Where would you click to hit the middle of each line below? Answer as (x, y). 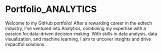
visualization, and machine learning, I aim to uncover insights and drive (78, 39)
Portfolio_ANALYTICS (51, 9)
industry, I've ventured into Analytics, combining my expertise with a (76, 28)
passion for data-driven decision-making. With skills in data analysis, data (81, 33)
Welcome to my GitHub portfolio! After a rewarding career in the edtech (79, 23)
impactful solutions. (25, 44)
